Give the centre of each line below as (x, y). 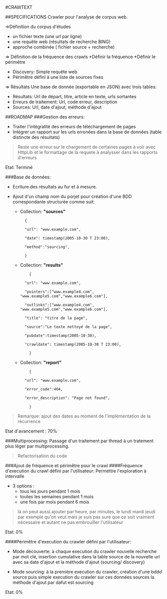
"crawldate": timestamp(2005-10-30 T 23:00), (73, 344)
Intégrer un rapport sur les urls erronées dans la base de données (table (87, 132)
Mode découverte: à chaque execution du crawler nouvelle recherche (85, 551)
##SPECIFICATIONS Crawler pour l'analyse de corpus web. (66, 17)
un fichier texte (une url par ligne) (47, 36)
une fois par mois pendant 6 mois (54, 502)
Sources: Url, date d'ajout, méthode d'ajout (57, 107)
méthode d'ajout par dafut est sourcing (53, 582)
